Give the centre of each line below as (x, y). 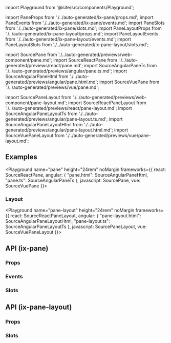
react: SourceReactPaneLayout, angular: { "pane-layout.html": (76, 216)
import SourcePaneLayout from (38, 97)
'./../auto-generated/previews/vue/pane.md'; (52, 87)
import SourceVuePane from (129, 82)
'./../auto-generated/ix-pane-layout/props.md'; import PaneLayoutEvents (82, 34)
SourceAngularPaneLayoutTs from (41, 113)
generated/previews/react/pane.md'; (44, 65)
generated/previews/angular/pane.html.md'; (52, 82)
